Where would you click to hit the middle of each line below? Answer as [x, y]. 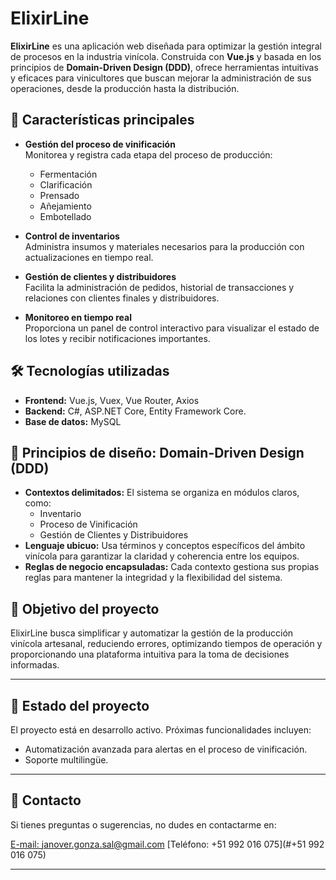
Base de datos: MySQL [73, 421]
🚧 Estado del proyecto [80, 705]
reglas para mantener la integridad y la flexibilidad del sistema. [153, 578]
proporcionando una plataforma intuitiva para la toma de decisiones [150, 654]
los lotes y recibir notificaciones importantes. [117, 338]
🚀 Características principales [102, 120]
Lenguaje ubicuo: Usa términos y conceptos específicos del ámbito [165, 546]
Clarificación [66, 184]
